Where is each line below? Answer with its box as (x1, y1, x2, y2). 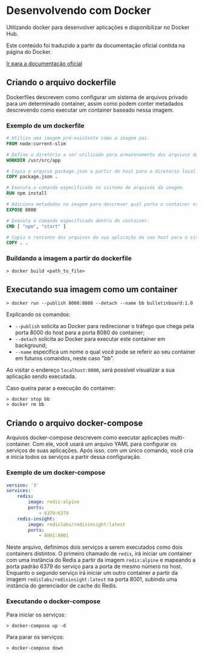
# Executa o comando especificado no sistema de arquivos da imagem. (6, 185, 185, 191)
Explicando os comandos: (6, 311, 71, 318)
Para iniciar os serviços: (6, 611, 66, 618)
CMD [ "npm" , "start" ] (6, 223, 66, 230)
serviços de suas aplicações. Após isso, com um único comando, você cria (6, 447, 193, 454)
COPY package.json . (6, 173, 59, 180)
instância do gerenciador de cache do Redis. (6, 582, 118, 589)
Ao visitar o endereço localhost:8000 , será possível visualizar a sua (6, 366, 175, 374)
